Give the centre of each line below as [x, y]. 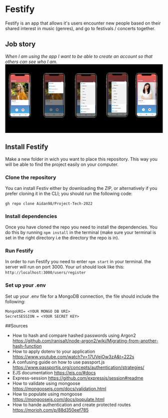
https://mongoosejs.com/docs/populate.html [58, 399]
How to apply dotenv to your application [53, 351]
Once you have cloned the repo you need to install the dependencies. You [81, 227]
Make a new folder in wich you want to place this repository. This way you [81, 159]
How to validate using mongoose [46, 383]
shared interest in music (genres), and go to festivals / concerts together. [80, 28]
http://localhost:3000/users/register [45, 273]
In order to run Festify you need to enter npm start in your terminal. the [78, 262]
